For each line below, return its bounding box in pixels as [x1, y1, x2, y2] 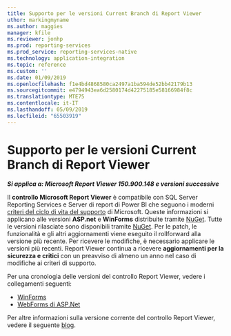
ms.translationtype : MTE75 [7, 94, 85, 101]
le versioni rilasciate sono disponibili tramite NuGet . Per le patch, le [7, 222, 198, 231]
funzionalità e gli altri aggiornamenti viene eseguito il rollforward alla [7, 229, 201, 238]
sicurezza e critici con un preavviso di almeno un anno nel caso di [7, 251, 197, 260]
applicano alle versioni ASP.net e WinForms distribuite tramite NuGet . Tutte [7, 215, 223, 223]
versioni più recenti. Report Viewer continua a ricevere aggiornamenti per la [7, 244, 224, 252]
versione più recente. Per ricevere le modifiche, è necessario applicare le [7, 237, 215, 245]
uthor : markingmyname [7, 17, 70, 23]
